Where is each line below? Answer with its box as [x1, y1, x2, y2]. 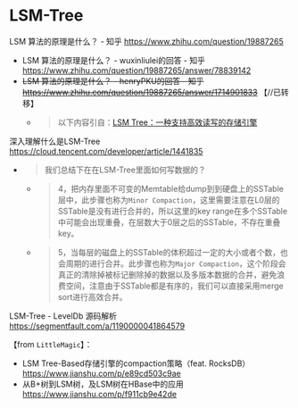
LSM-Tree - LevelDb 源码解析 [9, 310, 118, 321]
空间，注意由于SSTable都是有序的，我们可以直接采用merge [65, 280, 284, 291]
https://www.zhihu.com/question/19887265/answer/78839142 [21, 64, 252, 76]
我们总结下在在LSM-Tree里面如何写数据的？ [44, 164, 207, 175]
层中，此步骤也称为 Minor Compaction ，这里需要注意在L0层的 [57, 194, 280, 205]
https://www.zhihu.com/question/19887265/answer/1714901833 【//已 [21, 87, 281, 97]
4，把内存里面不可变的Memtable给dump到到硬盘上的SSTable [57, 183, 284, 194]
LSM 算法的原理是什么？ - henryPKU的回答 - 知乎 [21, 75, 204, 86]
